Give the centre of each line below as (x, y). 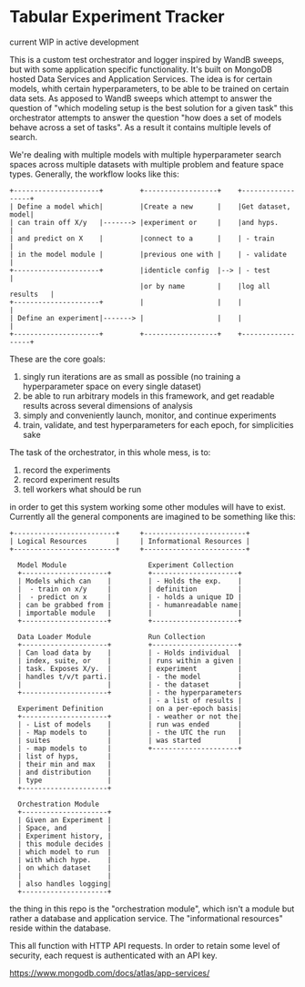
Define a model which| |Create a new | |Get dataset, (154, 207)
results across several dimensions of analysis (107, 405)
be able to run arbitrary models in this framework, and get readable (148, 396)
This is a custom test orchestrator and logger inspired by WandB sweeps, (147, 59)
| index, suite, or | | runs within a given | (130, 661)
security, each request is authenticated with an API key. (113, 955)
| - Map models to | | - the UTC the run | (130, 732)
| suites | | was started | (130, 740)
